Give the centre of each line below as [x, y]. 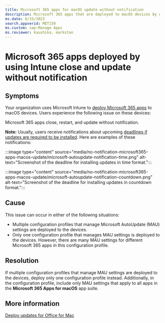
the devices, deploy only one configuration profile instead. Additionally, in [80, 278]
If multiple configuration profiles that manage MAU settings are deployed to [82, 272]
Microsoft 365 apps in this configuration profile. [60, 245]
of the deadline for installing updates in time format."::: [97, 162]
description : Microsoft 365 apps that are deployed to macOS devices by [81, 14]
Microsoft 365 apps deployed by [73, 57]
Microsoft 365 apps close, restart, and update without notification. [72, 122]
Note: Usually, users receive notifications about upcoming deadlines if [76, 132]
